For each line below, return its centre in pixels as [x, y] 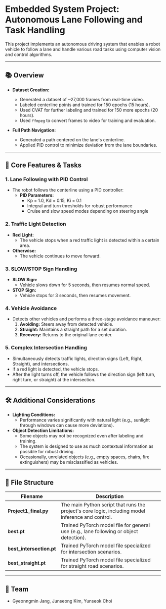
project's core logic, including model [103, 511]
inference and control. [86, 517]
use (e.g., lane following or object [100, 532]
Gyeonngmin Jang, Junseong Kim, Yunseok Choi [62, 601]
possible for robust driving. [47, 452]
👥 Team [17, 589]
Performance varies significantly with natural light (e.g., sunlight [85, 420]
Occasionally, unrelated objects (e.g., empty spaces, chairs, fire [84, 457]
